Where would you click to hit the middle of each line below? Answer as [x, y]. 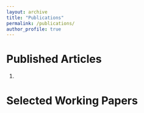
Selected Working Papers [72, 101]
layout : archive [27, 12]
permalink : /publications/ [41, 23]
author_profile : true [34, 29]
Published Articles [54, 59]
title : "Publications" [35, 18]
